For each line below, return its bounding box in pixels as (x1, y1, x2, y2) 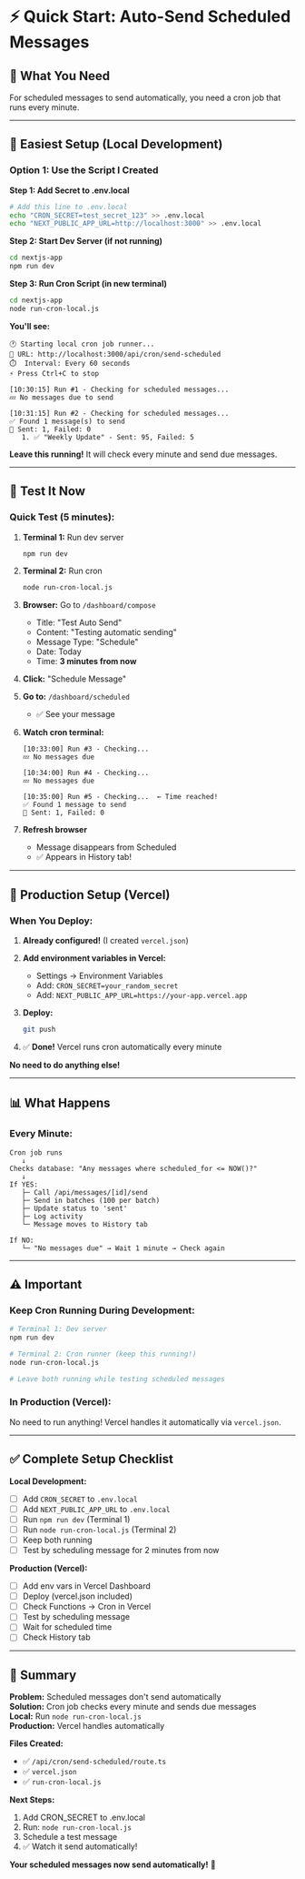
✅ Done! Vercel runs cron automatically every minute (22, 1041, 222, 1052)
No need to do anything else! (9, 1059, 121, 1070)
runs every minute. (9, 102, 80, 113)
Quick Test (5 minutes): (9, 510, 115, 523)
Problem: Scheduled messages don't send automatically (9, 1692, 221, 1702)
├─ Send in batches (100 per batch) (21, 1196, 161, 1205)
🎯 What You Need (9, 68, 111, 84)
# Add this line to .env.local (9, 202, 128, 211)
